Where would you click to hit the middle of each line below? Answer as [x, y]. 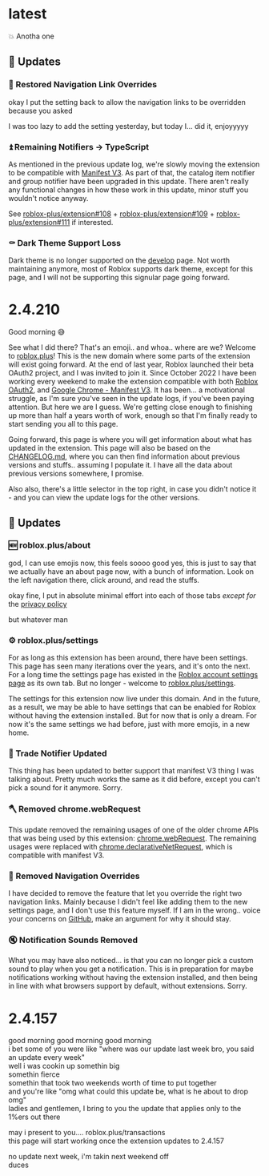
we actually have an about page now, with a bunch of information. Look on [131, 571]
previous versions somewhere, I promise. [76, 474]
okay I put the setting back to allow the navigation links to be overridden [127, 102]
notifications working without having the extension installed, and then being [133, 977]
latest [28, 14]
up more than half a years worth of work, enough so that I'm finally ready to [133, 415]
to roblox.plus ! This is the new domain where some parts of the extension [129, 356]
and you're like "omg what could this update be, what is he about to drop [128, 1092]
